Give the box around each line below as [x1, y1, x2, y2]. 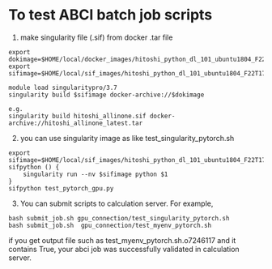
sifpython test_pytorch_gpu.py [8, 184, 114, 192]
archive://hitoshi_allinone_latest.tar [8, 119, 143, 127]
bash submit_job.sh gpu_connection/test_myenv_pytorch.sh [8, 221, 212, 229]
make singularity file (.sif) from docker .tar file [19, 32, 173, 42]
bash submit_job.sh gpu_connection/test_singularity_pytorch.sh [8, 214, 230, 222]
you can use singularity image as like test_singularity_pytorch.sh [19, 133, 235, 143]
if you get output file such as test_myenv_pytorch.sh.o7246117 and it [8, 235, 236, 245]
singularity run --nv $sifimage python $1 [23, 170, 168, 178]
